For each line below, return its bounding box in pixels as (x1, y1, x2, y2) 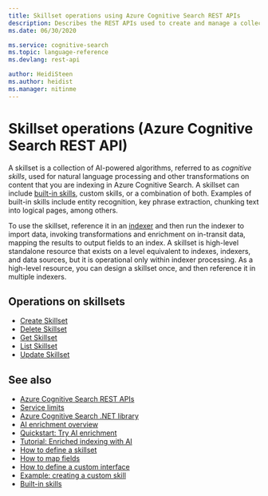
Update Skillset (19, 350, 70, 359)
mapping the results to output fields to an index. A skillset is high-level (8, 237, 239, 248)
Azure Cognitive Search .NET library (19, 411, 140, 421)
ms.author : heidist (8, 77, 73, 85)
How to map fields (19, 454, 81, 463)
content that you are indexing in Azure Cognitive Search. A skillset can (8, 180, 239, 189)
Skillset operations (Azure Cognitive (8, 119, 254, 137)
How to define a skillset (19, 445, 97, 455)
